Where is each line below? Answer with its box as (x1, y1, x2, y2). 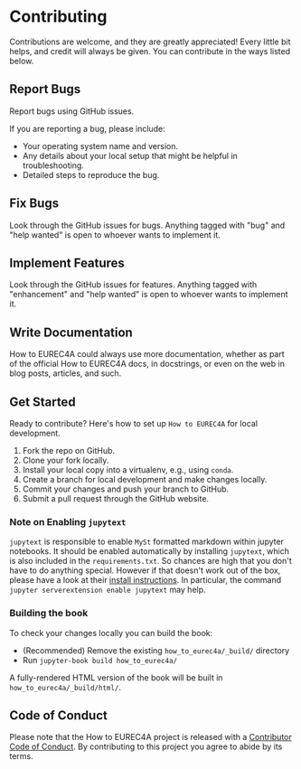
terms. (9, 751, 33, 762)
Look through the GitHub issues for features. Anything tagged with (9, 279, 258, 290)
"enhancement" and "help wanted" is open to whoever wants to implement (9, 289, 288, 300)
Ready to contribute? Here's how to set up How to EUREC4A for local (9, 418, 259, 428)
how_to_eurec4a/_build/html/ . (9, 681, 122, 692)
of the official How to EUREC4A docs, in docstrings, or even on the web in (9, 359, 285, 370)
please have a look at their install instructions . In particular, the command (9, 575, 282, 586)
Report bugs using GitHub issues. (9, 106, 135, 117)
